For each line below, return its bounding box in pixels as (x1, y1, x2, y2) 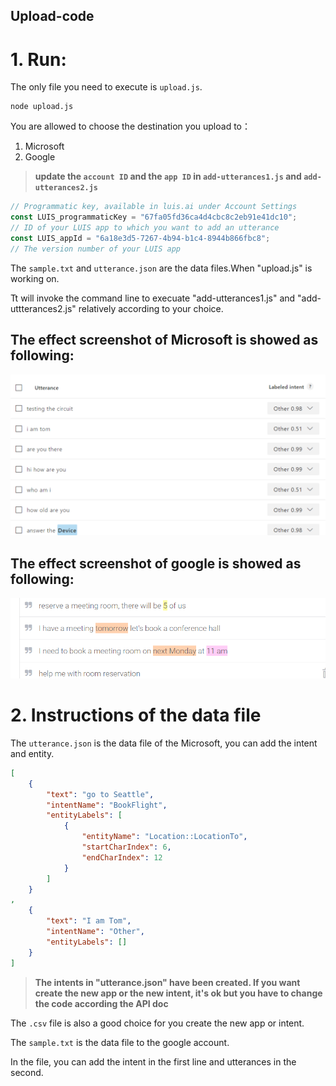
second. (10, 1066, 44, 1078)
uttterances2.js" (10, 302, 77, 314)
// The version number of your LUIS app (10, 244, 182, 254)
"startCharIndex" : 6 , (81, 842, 172, 853)
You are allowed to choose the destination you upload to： (10, 120, 251, 133)
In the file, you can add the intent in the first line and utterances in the (10, 1055, 297, 1068)
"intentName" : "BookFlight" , (46, 800, 168, 810)
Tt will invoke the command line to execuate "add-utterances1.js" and (10, 292, 296, 304)
